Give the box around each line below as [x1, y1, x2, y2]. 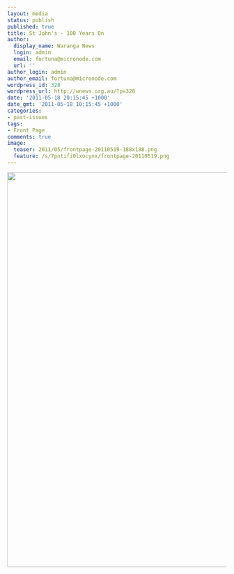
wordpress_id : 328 [7, 82, 61, 88]
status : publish [7, 17, 54, 24]
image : [7, 140, 26, 147]
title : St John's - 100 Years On [7, 29, 104, 37]
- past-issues [7, 114, 49, 121]
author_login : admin [7, 68, 68, 75]
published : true [7, 23, 54, 30]
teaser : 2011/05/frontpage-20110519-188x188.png [13, 146, 157, 153]
